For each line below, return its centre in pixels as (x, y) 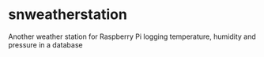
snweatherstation (68, 15)
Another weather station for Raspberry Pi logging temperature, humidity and (132, 36)
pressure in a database (45, 44)
